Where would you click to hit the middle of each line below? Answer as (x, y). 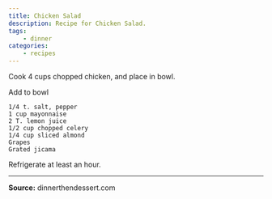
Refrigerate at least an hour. (55, 164)
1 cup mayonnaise (38, 114)
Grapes (19, 142)
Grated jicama (32, 150)
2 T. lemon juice (38, 121)
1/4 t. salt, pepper (43, 107)
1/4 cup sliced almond (47, 135)
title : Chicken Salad (45, 16)
